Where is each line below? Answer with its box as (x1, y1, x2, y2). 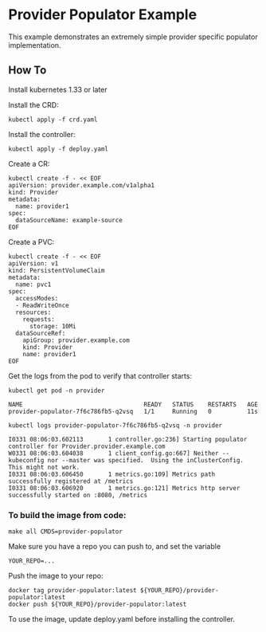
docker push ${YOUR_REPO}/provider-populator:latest (8, 600, 187, 609)
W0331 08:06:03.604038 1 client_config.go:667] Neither (8, 449, 219, 457)
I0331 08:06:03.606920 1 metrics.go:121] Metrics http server (8, 484, 241, 492)
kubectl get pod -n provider (8, 387, 105, 395)
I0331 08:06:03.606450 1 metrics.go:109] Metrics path (8, 470, 216, 478)
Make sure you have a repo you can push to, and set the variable (8, 542, 221, 552)
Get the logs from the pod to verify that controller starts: (8, 371, 193, 380)
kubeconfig (8, 456, 45, 464)
